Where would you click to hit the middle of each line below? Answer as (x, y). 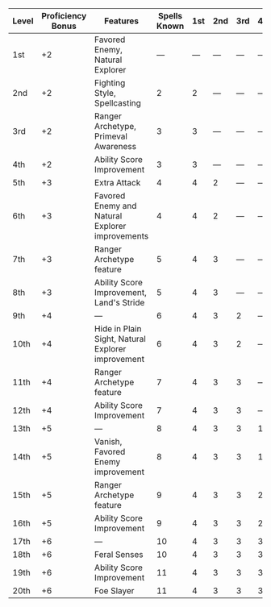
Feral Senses (119, 554)
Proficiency (64, 16)
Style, (105, 93)
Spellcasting (117, 103)
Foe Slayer (114, 590)
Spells (171, 16)
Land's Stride (119, 303)
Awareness (115, 146)
